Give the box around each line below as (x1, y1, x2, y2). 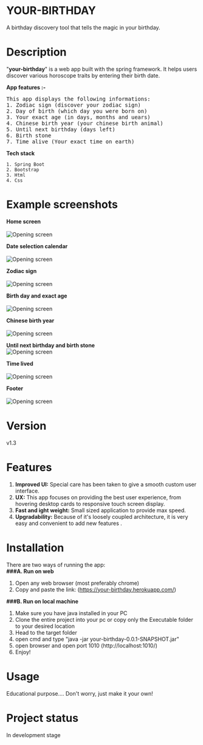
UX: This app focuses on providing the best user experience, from (15, 493, 181, 501)
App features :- (6, 84, 46, 91)
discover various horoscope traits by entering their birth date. (6, 71, 160, 79)
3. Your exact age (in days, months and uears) (6, 113, 151, 121)
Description (6, 45, 67, 59)
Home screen (6, 218, 41, 225)
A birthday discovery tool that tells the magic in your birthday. (6, 24, 160, 31)
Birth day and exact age (6, 292, 67, 299)
